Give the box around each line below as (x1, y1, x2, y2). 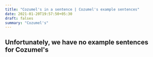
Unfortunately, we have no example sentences (5, 38, 149, 46)
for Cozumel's (5, 46, 49, 54)
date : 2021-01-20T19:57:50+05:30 (5, 11, 73, 16)
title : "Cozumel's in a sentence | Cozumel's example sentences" (5, 7, 139, 12)
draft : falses (5, 16, 34, 21)
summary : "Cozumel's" (5, 20, 49, 25)
